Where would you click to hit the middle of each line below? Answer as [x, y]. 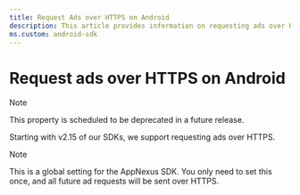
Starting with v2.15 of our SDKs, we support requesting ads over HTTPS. [142, 137]
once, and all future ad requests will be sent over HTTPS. [114, 181]
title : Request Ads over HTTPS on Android [89, 17]
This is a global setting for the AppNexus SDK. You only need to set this [141, 172]
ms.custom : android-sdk [54, 34]
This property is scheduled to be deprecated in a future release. [127, 120]
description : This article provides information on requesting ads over [147, 26]
